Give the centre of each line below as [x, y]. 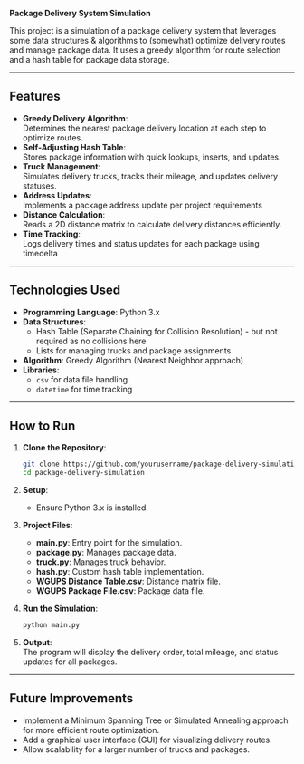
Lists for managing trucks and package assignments [133, 350]
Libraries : [41, 370]
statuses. [39, 186]
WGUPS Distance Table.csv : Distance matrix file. [128, 581]
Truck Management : [62, 166]
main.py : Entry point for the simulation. [109, 543]
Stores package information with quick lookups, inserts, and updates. [152, 157]
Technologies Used [65, 290]
